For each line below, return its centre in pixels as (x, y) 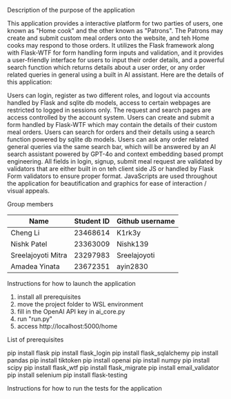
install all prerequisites (49, 297)
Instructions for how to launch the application (71, 283)
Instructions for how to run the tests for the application (84, 388)
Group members (30, 204)
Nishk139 (132, 244)
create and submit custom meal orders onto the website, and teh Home (108, 38)
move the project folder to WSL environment (80, 304)
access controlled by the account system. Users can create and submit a (111, 117)
